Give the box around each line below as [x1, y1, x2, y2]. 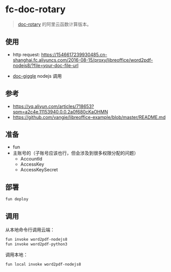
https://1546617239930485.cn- [40, 51, 108, 57]
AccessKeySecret [20, 167, 58, 173]
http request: [12, 51, 40, 57]
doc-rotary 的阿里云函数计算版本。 [17, 21, 92, 27]
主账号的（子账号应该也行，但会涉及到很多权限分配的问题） [12, 150, 139, 156]
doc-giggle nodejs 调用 [12, 73, 62, 79]
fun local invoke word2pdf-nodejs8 [5, 262, 81, 267]
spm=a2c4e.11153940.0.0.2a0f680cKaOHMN [12, 108, 109, 115]
